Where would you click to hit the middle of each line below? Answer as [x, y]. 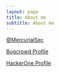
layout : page [22, 12]
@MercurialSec [25, 40]
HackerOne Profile [29, 63]
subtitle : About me [30, 23]
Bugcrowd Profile [27, 52]
